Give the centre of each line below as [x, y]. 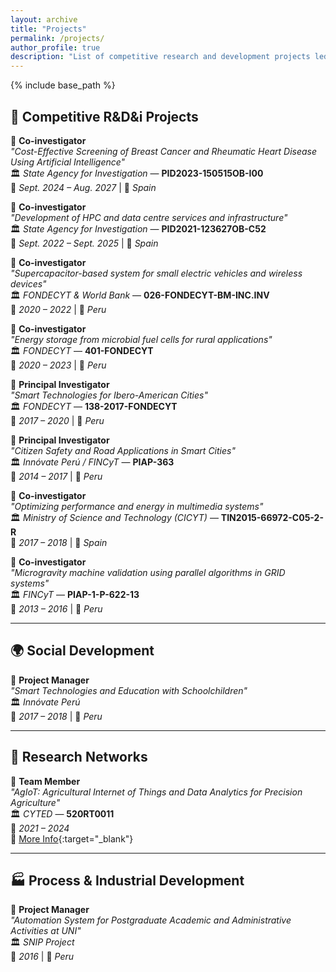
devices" [28, 283]
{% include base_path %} [63, 85]
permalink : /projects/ [57, 38]
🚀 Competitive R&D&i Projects [104, 116]
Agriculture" [35, 802]
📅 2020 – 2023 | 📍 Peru [58, 365]
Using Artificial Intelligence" [68, 162]
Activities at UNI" [46, 931]
